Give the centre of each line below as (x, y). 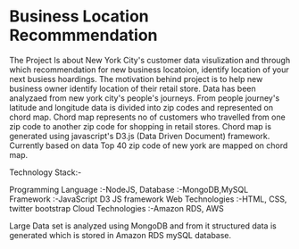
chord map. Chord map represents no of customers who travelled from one (147, 117)
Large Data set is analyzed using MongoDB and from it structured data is (143, 226)
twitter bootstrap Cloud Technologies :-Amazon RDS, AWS (117, 208)
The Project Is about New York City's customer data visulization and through (150, 60)
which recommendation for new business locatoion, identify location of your (149, 70)
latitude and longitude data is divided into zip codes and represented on (141, 107)
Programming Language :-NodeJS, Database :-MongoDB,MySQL (129, 189)
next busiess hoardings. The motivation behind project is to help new (136, 79)
